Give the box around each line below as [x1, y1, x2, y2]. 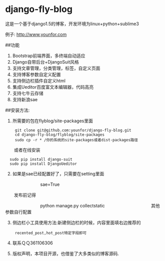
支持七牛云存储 [12, 90, 43, 96]
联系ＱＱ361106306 [12, 239, 53, 246]
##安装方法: [5, 107, 30, 113]
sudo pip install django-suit [9, 157, 72, 162]
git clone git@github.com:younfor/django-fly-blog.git [14, 128, 131, 133]
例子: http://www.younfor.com [5, 31, 67, 37]
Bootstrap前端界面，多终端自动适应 [12, 53, 85, 59]
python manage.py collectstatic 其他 [39, 202, 160, 208]
